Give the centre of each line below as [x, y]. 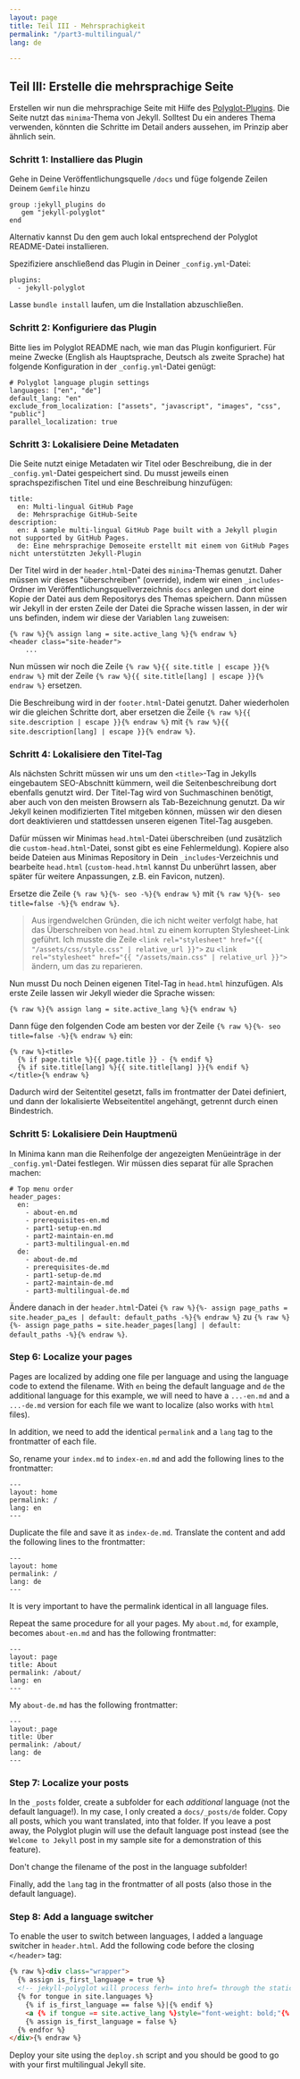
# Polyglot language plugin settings [79, 382]
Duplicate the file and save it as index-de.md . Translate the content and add [147, 1532]
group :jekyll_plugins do [57, 205]
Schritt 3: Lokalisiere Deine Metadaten [94, 444]
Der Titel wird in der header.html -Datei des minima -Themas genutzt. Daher [146, 570]
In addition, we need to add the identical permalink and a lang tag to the [141, 1431]
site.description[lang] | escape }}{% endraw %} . [103, 731]
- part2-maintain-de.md [70, 1283]
